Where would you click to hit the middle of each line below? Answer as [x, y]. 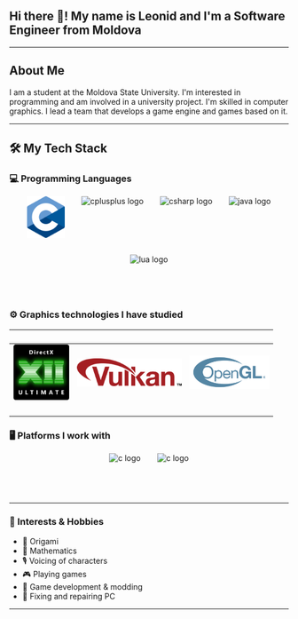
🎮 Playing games [54, 574]
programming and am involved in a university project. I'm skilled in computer [149, 101]
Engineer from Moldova [75, 31]
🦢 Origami [40, 541]
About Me [37, 71]
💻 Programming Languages [71, 179]
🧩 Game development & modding [82, 586]
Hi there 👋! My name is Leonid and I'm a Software [147, 16]
